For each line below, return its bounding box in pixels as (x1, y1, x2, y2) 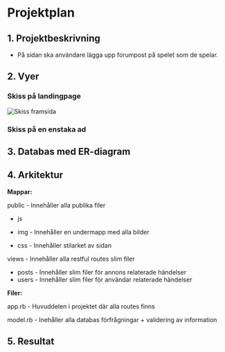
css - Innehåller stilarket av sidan (17, 241, 112, 250)
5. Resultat (7, 335, 55, 347)
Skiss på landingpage (7, 91, 82, 101)
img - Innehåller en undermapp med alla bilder (17, 228, 150, 236)
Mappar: (7, 187, 33, 196)
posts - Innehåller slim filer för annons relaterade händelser (17, 268, 187, 276)
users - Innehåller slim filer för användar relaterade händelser (17, 275, 192, 284)
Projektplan (7, 5, 75, 21)
